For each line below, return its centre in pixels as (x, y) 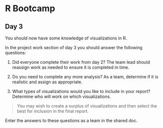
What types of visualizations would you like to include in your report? (81, 91)
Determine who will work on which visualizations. (61, 96)
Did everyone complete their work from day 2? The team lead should (81, 62)
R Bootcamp (30, 9)
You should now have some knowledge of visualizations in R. (66, 38)
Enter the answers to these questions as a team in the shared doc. (71, 120)
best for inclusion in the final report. (53, 111)
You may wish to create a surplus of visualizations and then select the (87, 106)
